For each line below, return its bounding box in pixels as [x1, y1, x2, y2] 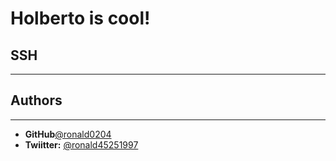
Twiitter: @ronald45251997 [24, 138, 139, 151]
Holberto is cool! [10, 7, 151, 30]
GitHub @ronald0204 [24, 128, 112, 140]
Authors [10, 92, 63, 109]
